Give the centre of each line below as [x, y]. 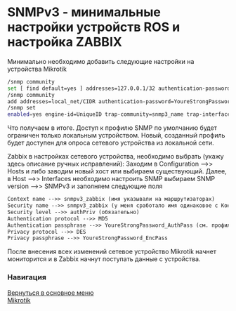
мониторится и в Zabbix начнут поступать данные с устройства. [104, 259]
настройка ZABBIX [65, 42]
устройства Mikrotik [37, 69]
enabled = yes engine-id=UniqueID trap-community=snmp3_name [96, 114]
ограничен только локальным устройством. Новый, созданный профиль [116, 135]
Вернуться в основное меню [51, 293]
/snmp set [22, 108]
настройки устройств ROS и [94, 27]
